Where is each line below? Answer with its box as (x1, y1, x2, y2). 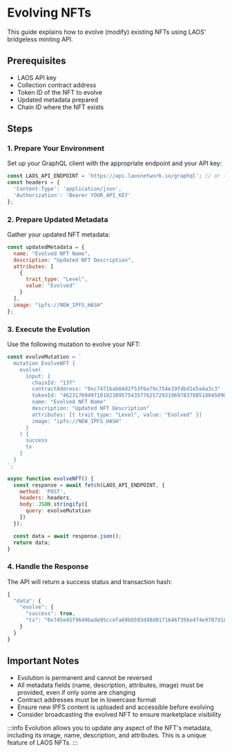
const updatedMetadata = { (7, 244, 85, 251)
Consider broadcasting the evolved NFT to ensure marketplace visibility (17, 710, 222, 718)
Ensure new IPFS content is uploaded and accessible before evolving (17, 703, 214, 711)
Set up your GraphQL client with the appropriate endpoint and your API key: (7, 159, 222, 167)
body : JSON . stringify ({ (19, 501, 88, 508)
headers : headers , (19, 494, 72, 502)
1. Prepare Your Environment (7, 144, 105, 153)
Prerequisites (7, 55, 66, 67)
